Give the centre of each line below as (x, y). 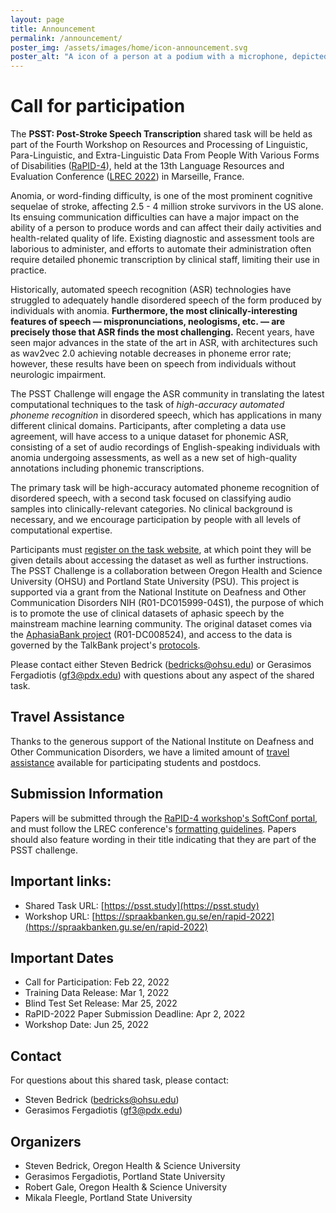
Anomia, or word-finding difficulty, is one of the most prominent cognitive (161, 196)
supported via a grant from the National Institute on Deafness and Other (158, 592)
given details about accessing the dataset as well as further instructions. (159, 560)
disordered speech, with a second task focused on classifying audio (151, 498)
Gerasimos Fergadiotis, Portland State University (125, 1176)
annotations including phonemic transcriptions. (107, 468)
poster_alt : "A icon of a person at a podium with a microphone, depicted (169, 57)
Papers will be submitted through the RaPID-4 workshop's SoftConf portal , (164, 818)
